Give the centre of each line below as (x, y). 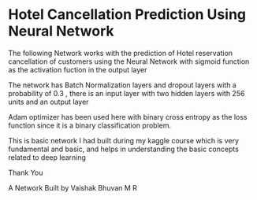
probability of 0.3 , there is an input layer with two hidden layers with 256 (127, 93)
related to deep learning (47, 157)
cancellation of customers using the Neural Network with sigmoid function (129, 61)
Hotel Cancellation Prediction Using (127, 15)
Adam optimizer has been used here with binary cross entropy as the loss (128, 117)
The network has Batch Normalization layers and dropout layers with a (122, 85)
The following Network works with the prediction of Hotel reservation (121, 53)
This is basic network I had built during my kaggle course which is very (123, 140)
